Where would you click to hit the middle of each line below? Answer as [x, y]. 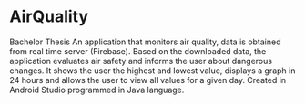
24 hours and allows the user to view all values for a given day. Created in [148, 80]
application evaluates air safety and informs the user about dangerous [141, 61]
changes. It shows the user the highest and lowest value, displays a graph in [152, 71]
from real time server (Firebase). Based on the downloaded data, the [138, 51]
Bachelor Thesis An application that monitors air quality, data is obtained [145, 42]
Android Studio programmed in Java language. [97, 90]
